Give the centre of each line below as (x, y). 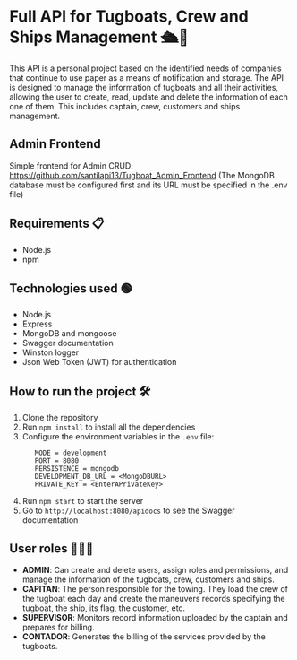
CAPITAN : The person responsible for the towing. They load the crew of (155, 589)
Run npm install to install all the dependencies (109, 427)
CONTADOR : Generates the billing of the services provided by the (144, 637)
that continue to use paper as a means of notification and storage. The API (147, 77)
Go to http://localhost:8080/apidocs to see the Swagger (128, 511)
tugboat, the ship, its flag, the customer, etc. (104, 608)
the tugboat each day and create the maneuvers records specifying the (153, 599)
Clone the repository (60, 418)
